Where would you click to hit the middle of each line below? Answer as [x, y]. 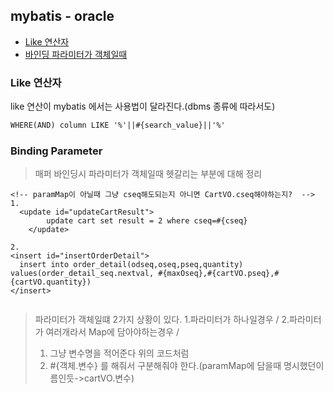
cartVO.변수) [109, 378]
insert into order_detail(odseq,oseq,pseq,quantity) [131, 265]
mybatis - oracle [62, 16]
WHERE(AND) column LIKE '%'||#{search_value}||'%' [118, 125]
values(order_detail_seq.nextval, [82, 274]
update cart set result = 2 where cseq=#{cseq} [147, 221]
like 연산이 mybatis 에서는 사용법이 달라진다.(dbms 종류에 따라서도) [143, 106]
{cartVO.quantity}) [51, 282]
